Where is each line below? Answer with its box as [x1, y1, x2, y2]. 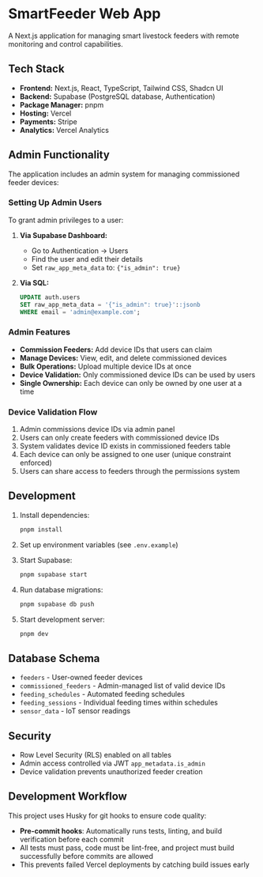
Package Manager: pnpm [19, 100, 104, 109]
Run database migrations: [19, 584, 103, 594]
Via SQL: [19, 278, 50, 287]
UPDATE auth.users [19, 293, 81, 301]
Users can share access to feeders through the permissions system [19, 467, 241, 476]
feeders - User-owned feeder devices [19, 673, 144, 682]
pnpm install [19, 525, 63, 534]
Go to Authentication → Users [31, 246, 129, 255]
